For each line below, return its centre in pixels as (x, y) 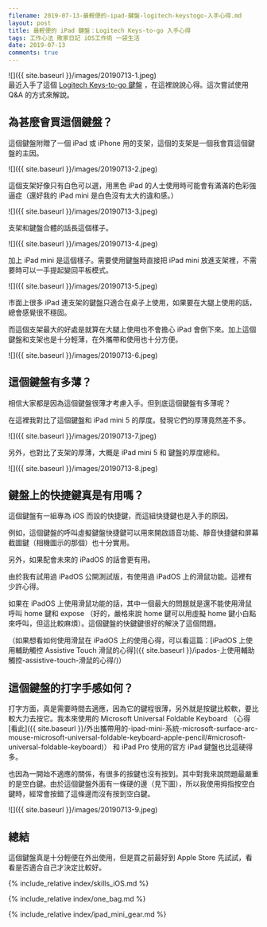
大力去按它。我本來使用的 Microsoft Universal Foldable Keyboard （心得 (133, 719)
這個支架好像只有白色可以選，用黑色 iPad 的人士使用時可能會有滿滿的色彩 (129, 185)
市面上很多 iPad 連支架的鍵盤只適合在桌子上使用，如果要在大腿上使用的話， (132, 302)
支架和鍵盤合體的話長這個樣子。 (60, 227)
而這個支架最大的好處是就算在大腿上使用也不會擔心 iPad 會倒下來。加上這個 (132, 329)
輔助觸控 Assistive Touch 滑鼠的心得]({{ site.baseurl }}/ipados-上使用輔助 (135, 650)
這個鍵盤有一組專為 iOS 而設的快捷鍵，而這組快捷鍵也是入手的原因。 (120, 516)
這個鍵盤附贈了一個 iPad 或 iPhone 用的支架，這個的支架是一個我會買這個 (128, 143)
